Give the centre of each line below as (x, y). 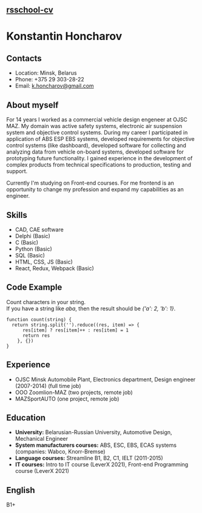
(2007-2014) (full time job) (48, 386)
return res (36, 335)
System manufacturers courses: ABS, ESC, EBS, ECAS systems (96, 445)
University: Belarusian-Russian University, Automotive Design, (93, 432)
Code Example (34, 287)
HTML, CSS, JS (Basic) (44, 262)
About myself (32, 105)
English (21, 490)
